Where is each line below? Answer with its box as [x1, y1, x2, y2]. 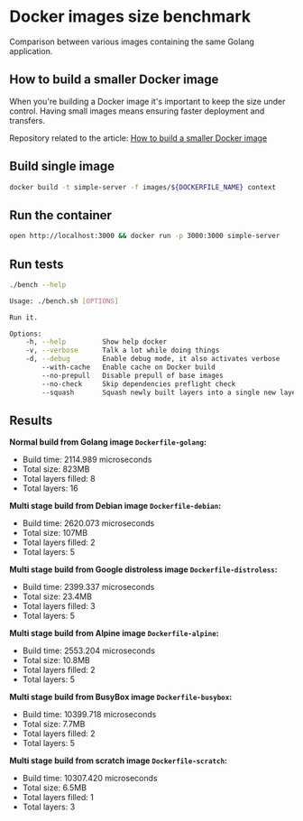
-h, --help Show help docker [25, 337, 168, 346]
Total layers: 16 [22, 483, 78, 494]
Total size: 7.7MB [22, 719, 86, 730]
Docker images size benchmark [9, 6, 251, 27]
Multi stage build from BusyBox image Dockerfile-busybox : [9, 692, 233, 703]
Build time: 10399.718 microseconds [22, 709, 157, 720]
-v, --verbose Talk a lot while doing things [25, 346, 220, 355]
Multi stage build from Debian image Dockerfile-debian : [9, 501, 222, 512]
